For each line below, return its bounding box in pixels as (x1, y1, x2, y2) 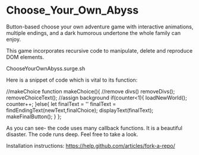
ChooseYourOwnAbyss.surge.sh (6, 64, 86, 72)
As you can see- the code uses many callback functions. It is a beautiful (6, 124, 183, 131)
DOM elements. (6, 53, 45, 60)
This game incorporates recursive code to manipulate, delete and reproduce (6, 47, 193, 54)
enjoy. (6, 35, 21, 43)
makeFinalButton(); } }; (6, 113, 62, 120)
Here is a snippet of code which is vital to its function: (6, 76, 138, 83)
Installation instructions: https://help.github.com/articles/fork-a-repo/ (6, 142, 175, 149)
